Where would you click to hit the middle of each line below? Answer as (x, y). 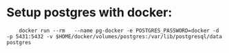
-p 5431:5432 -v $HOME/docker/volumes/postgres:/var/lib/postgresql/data (115, 36)
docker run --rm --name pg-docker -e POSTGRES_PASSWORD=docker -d (119, 31)
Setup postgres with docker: (89, 13)
